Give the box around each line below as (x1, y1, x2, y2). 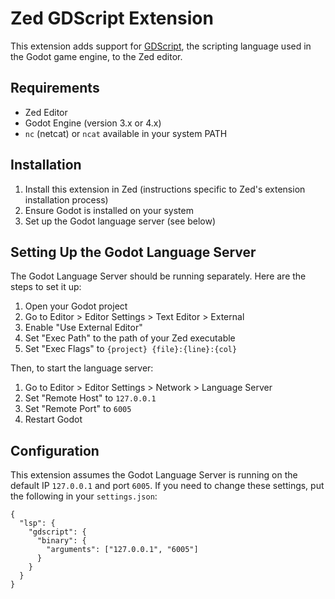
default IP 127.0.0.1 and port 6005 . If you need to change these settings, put (10, 480, 325, 492)
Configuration (10, 442, 100, 459)
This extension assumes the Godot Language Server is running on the (10, 469, 298, 481)
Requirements (10, 80, 100, 97)
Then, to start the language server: (10, 362, 154, 374)
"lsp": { (19, 518, 56, 529)
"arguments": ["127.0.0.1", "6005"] (46, 545, 199, 555)
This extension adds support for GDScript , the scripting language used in (10, 40, 312, 52)
